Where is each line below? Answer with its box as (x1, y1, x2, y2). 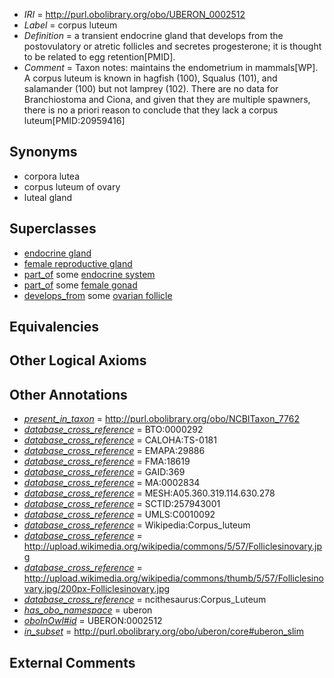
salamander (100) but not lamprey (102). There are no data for (23, 83, 279, 94)
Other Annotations (9, 386, 128, 403)
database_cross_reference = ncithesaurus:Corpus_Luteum (23, 594, 267, 606)
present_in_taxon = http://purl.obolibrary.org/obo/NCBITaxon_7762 (23, 413, 300, 425)
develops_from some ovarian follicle (23, 289, 173, 301)
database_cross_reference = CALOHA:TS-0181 (23, 434, 217, 446)
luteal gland (23, 191, 73, 203)
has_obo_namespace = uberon (23, 604, 153, 616)
